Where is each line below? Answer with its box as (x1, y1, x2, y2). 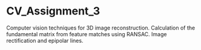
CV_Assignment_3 (6, 4, 100, 18)
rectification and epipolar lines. (6, 37, 84, 44)
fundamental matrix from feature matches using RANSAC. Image (6, 30, 167, 37)
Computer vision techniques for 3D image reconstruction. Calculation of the (6, 24, 196, 31)
